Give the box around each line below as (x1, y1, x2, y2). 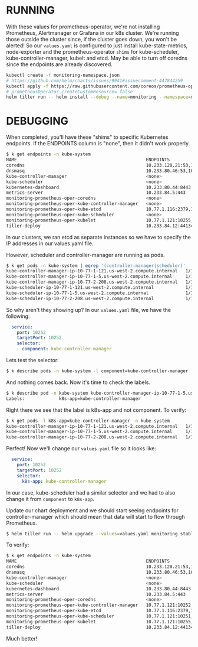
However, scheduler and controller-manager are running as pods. (6, 251, 165, 258)
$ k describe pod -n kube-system (6, 390, 88, 396)
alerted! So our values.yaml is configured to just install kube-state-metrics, (6, 42, 188, 49)
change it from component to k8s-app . (6, 495, 95, 502)
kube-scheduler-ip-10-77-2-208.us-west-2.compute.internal (6, 295, 154, 301)
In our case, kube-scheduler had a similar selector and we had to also (6, 489, 176, 496)
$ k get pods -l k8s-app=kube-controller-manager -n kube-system (6, 418, 170, 424)
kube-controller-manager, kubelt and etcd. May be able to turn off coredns (6, 54, 187, 61)
